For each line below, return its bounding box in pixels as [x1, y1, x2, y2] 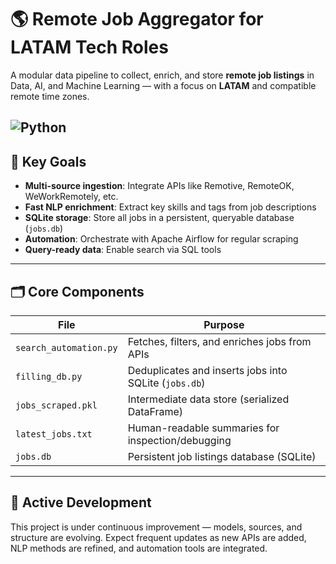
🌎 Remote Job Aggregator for [10, 8, 264, 31]
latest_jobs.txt [15, 428, 93, 440]
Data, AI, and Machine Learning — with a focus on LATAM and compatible [10, 79, 317, 91]
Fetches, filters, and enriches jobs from [127, 334, 312, 348]
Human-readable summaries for [127, 421, 280, 435]
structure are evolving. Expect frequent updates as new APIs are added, [10, 531, 307, 543]
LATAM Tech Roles [10, 36, 169, 59]
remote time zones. [10, 90, 90, 102]
